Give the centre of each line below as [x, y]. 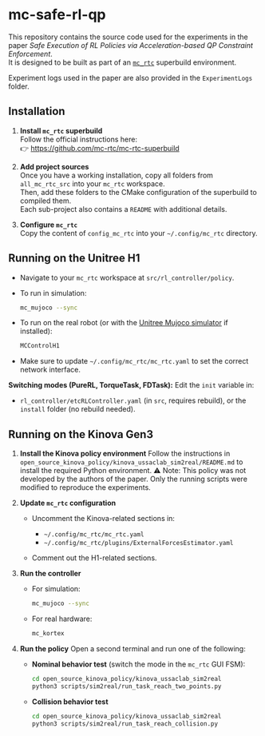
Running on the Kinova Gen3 [81, 434]
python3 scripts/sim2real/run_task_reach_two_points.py [127, 686]
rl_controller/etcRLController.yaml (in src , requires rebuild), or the [133, 400]
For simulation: [56, 589]
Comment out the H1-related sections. [94, 558]
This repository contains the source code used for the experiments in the [129, 37]
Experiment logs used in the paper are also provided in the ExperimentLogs [131, 78]
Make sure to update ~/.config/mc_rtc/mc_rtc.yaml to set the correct [134, 361]
